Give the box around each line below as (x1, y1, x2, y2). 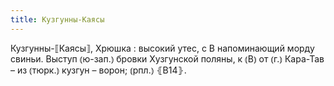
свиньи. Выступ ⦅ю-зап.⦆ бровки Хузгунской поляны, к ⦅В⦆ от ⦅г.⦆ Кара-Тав (10, 52, 325, 65)
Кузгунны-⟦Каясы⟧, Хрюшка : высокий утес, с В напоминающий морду (10, 42, 315, 54)
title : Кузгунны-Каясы (10, 14, 105, 25)
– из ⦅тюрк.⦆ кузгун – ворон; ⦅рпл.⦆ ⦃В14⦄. (10, 64, 187, 76)
